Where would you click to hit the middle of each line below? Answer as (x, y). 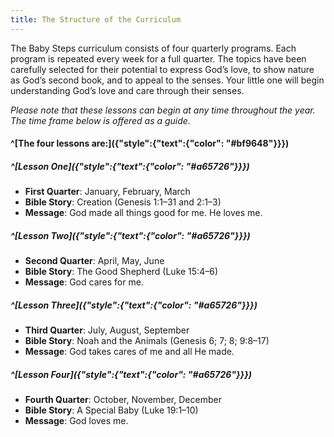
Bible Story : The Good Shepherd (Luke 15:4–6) (121, 272)
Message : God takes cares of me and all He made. (129, 352)
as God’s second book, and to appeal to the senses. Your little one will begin (167, 80)
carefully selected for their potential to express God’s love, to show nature (162, 69)
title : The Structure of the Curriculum (96, 19)
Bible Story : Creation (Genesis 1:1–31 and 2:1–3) (123, 202)
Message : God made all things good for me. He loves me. (143, 213)
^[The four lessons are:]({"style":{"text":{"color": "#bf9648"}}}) (150, 143)
